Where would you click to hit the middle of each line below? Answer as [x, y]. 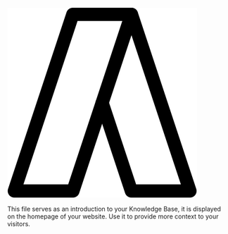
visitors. [19, 224]
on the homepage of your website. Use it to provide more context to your [113, 216]
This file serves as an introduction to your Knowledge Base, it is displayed [114, 209]
